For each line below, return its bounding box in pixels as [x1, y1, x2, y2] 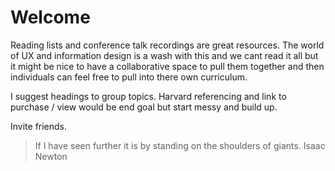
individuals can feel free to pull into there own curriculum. [10, 71, 248, 83]
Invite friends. [10, 120, 68, 132]
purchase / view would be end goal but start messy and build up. [10, 101, 278, 113]
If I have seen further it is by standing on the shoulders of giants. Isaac [34, 139, 326, 151]
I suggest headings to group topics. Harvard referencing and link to [10, 90, 287, 102]
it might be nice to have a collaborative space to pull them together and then [10, 60, 325, 72]
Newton [34, 150, 68, 162]
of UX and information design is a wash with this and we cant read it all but [10, 49, 319, 61]
